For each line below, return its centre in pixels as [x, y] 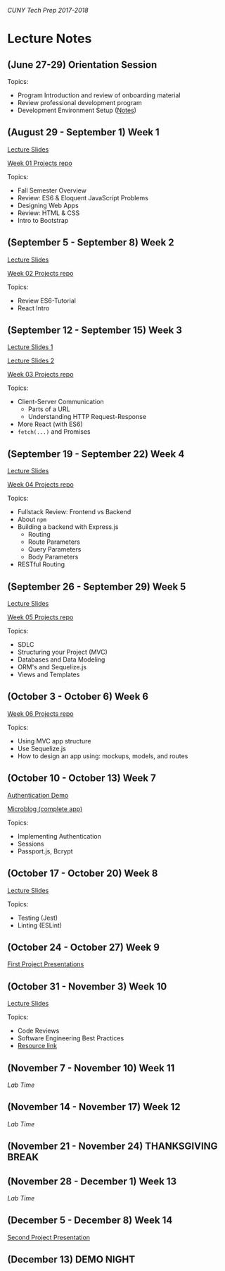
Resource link [37, 1046]
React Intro [33, 308]
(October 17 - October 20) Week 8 [83, 874]
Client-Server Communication [60, 402]
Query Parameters [54, 549]
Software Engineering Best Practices [71, 1038]
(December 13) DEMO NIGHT [71, 1259]
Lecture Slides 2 [31, 361]
